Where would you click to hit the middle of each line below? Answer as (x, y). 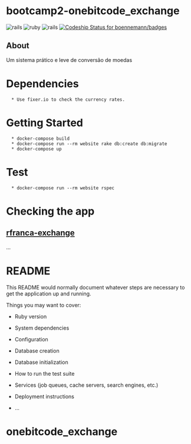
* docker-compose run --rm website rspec (63, 188)
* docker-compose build (40, 139)
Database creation (37, 351)
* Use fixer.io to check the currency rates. (68, 99)
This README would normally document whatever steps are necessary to (95, 287)
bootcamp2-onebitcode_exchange (93, 11)
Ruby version (31, 316)
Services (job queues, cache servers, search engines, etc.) (86, 385)
